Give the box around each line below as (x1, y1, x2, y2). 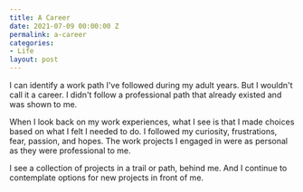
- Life (9, 47, 34, 56)
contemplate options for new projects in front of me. (9, 172, 204, 183)
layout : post (9, 55, 59, 64)
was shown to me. (9, 99, 78, 109)
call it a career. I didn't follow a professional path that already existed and (9, 89, 282, 100)
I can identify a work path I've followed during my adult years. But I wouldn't (9, 80, 293, 90)
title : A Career (9, 13, 71, 23)
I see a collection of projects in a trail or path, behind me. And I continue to (9, 163, 288, 173)
